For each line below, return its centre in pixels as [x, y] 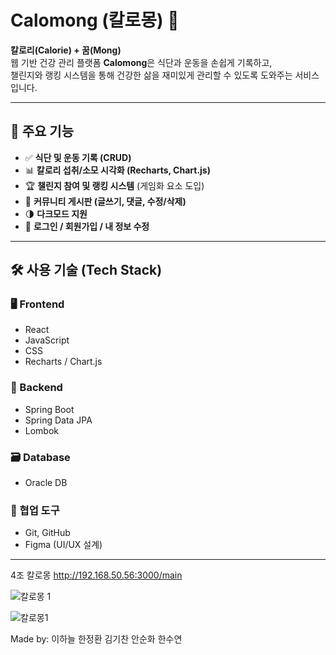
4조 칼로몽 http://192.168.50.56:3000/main [96, 575]
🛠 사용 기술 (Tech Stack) [86, 270]
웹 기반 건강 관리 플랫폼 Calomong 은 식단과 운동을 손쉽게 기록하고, [141, 62]
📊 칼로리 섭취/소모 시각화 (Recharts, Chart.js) [117, 170]
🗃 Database [40, 457]
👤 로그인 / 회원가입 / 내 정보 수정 [87, 226]
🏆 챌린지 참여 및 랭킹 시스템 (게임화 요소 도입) [114, 185]
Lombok [42, 430]
